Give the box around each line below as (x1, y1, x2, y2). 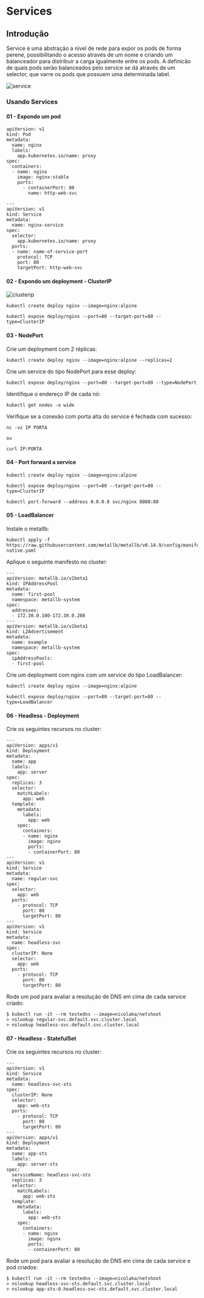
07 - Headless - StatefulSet (6, 1034, 76, 1042)
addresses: (12, 607, 39, 613)
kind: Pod (6, 132, 32, 138)
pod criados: (6, 1264, 38, 1271)
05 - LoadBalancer (6, 512, 55, 519)
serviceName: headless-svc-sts (12, 1172, 91, 1178)
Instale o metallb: (6, 525, 50, 532)
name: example (12, 639, 47, 645)
